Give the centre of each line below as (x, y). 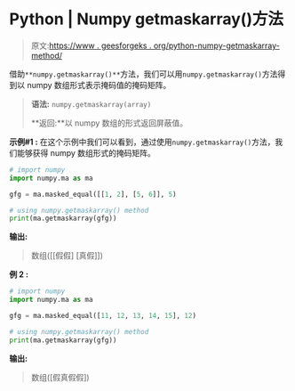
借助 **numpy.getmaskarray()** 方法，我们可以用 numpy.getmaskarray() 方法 (144, 74)
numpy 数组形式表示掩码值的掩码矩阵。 (99, 85)
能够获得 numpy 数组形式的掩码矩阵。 (86, 152)
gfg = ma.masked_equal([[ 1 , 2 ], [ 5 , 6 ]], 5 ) (93, 194)
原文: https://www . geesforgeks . (91, 45)
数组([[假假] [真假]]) (67, 256)
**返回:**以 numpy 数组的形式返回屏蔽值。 (109, 123)
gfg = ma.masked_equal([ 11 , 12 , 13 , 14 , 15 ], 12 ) (103, 316)
